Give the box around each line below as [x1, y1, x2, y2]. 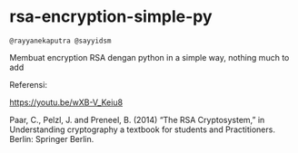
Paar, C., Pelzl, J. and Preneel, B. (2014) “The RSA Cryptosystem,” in [9, 114, 265, 125]
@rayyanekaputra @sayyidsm [9, 36, 112, 45]
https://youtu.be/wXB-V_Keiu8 [9, 97, 124, 108]
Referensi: [9, 79, 48, 90]
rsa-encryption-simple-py [9, 6, 213, 27]
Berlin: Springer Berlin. [9, 133, 94, 144]
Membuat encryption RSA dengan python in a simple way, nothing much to [9, 52, 290, 62]
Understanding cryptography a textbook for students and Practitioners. [9, 124, 275, 135]
